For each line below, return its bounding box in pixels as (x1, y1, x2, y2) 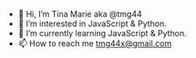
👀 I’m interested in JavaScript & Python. (17, 18, 167, 29)
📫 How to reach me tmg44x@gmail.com (17, 38, 172, 49)
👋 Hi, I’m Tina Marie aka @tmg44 (17, 9, 143, 19)
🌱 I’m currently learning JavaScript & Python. (17, 28, 187, 38)
